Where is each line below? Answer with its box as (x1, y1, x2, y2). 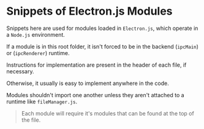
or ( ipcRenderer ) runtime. (6, 49, 70, 56)
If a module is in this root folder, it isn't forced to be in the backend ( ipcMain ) (6, 43, 199, 50)
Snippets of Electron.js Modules (6, 4, 173, 18)
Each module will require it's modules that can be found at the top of (21, 109, 194, 117)
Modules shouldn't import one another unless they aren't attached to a (6, 91, 185, 98)
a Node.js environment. (6, 31, 66, 38)
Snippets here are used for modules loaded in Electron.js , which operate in (6, 24, 198, 32)
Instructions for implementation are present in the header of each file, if (6, 61, 187, 68)
